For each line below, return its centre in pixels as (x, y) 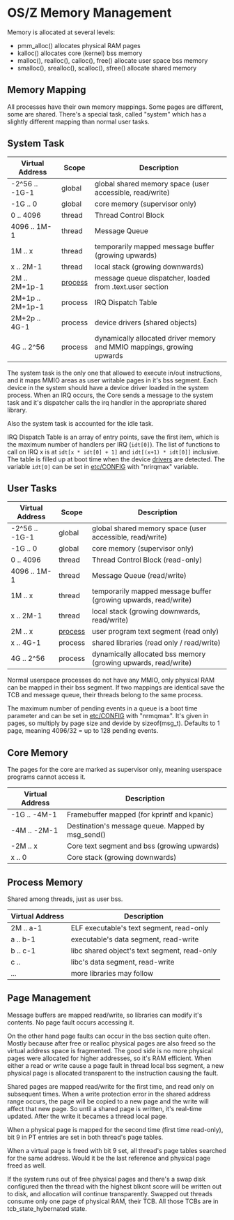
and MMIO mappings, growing (144, 347)
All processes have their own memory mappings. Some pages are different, (116, 107)
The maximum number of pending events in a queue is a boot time (102, 708)
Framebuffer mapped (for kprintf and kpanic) (140, 814)
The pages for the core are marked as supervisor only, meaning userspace (115, 770)
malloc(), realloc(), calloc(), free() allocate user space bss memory (112, 60)
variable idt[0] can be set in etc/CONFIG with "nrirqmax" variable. (103, 466)
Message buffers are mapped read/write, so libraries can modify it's (105, 1015)
